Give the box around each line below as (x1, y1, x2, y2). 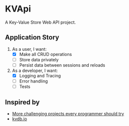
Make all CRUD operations (19, 51, 72, 57)
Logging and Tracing (19, 72, 61, 78)
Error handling (19, 78, 48, 84)
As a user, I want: (12, 46, 47, 52)
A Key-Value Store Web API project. (5, 19, 76, 25)
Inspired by (5, 98, 40, 106)
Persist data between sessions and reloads (19, 62, 106, 68)
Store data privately (19, 56, 59, 62)
